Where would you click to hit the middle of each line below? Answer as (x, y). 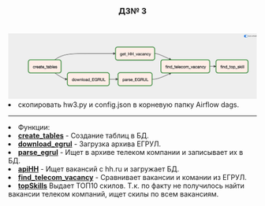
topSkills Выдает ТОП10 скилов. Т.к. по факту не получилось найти (131, 186)
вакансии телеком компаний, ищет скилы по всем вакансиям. (114, 193)
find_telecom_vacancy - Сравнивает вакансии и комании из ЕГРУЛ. (132, 177)
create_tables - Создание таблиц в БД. (84, 135)
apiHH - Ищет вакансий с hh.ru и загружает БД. (99, 169)
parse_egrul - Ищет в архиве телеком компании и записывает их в (131, 152)
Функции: (34, 127)
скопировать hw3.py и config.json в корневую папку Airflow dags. (129, 105)
